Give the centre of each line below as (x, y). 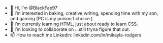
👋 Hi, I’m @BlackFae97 (34, 8)
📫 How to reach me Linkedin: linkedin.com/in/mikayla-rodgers (75, 35)
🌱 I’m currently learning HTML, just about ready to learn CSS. (74, 24)
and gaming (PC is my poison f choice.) (51, 18)
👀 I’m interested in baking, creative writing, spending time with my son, (84, 13)
